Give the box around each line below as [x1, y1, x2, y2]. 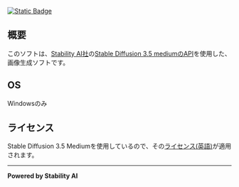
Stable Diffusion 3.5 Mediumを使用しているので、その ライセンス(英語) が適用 [7, 142, 232, 151]
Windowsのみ [7, 99, 48, 107]
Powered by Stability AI [7, 171, 78, 181]
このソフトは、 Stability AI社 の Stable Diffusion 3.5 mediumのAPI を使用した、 [7, 49, 231, 58]
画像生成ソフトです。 [7, 58, 70, 67]
